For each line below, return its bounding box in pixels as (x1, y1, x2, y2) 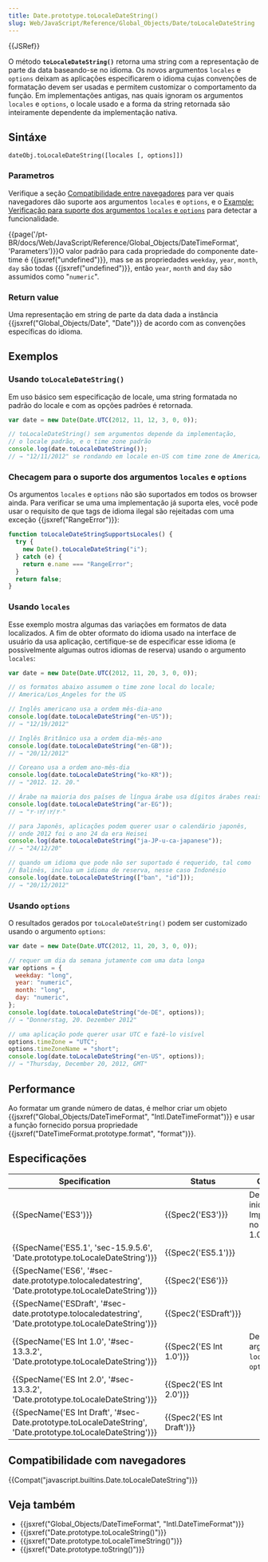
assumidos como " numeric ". (8, 272, 100, 281)
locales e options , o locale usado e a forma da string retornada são (8, 99, 231, 109)
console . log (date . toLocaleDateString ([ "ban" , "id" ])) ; (8, 874, 195, 882)
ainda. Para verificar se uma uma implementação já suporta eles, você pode (8, 498, 258, 508)
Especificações (8, 1152, 87, 1166)
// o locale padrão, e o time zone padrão (8, 438, 152, 446)
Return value (8, 291, 59, 303)
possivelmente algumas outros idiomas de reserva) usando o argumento (8, 644, 246, 655)
